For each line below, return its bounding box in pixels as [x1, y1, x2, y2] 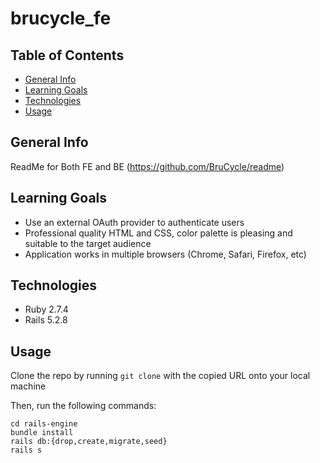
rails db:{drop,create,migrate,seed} [10, 437, 168, 447]
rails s [10, 445, 43, 456]
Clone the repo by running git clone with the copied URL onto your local [10, 370, 311, 382]
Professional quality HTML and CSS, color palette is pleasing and [24, 227, 293, 239]
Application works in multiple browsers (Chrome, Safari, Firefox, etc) [24, 248, 307, 260]
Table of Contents [10, 47, 125, 64]
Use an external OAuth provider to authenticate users [24, 216, 245, 228]
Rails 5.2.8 [24, 314, 68, 326]
